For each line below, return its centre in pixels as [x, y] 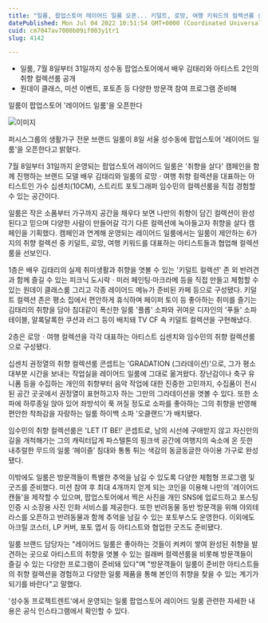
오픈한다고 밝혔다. [53, 149]
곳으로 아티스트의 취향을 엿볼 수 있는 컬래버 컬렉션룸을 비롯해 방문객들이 [141, 554]
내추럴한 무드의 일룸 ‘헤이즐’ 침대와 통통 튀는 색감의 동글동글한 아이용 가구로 [126, 451]
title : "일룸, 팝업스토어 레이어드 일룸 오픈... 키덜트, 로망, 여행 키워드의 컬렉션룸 [131, 16]
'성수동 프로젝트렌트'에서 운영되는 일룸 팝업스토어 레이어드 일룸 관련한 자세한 [128, 601]
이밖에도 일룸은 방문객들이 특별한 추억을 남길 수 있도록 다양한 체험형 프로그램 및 [132, 477]
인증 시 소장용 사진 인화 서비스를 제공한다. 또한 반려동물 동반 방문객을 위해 [123, 507]
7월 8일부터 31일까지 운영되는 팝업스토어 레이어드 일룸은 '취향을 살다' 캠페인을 [130, 166]
